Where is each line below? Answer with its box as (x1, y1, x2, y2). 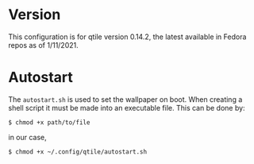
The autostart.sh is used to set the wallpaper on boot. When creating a (8, 94, 243, 104)
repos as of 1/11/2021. (8, 40, 79, 49)
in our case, (8, 132, 48, 142)
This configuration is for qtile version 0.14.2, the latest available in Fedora (8, 32, 247, 41)
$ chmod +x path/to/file (8, 118, 90, 127)
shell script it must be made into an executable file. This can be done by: (8, 103, 245, 112)
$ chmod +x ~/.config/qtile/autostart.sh (8, 147, 148, 156)
